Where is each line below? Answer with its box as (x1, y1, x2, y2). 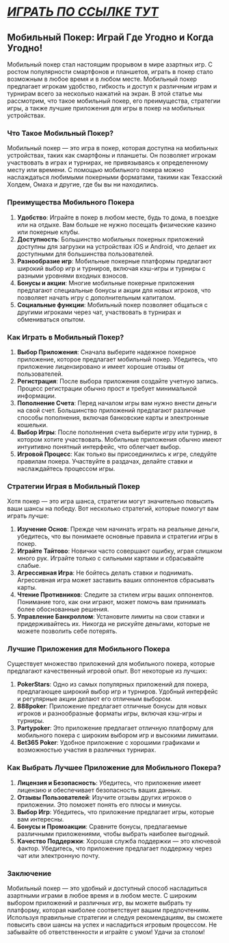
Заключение (7, 868, 52, 878)
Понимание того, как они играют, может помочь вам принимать (16, 598, 206, 606)
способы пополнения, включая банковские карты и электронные (16, 413, 209, 422)
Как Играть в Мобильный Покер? (7, 332, 124, 342)
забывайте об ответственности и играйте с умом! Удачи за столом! (7, 928, 205, 936)
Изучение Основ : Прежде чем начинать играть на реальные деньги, (16, 525, 220, 534)
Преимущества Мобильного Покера (7, 198, 135, 207)
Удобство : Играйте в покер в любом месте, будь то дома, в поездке (16, 213, 219, 222)
